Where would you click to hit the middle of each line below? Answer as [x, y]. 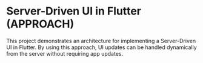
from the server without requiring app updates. [65, 53]
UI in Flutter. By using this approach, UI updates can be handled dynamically [101, 47]
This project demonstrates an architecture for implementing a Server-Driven [101, 41]
